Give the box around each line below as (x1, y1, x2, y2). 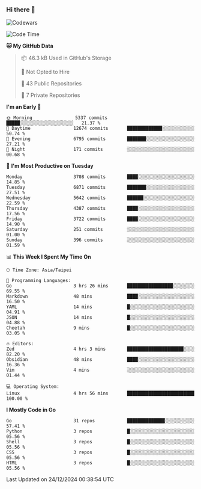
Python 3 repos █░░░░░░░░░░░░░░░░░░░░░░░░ (6, 428, 195, 435)
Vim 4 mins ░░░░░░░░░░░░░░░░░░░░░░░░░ (6, 367, 195, 374)
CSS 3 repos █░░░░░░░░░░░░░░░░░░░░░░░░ (6, 449, 195, 456)
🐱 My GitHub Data (6, 42, 54, 50)
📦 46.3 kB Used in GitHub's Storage (20, 54, 112, 62)
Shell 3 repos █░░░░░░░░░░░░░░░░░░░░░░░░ (6, 439, 195, 445)
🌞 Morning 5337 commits (6, 115, 108, 121)
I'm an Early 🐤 (6, 103, 41, 111)
